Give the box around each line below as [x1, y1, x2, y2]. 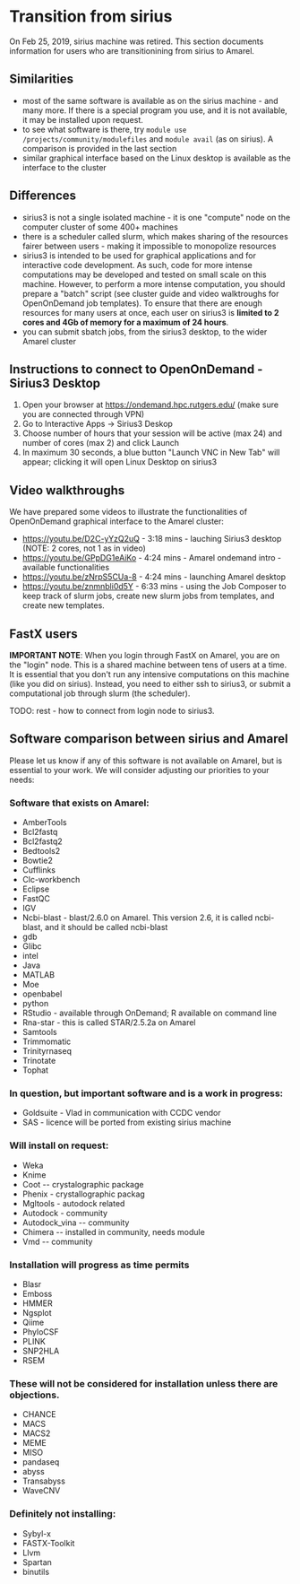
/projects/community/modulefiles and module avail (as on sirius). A [21, 133, 274, 144]
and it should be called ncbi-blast [44, 922, 168, 933]
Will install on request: [9, 1139, 109, 1152]
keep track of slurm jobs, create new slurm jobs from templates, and [21, 590, 275, 602]
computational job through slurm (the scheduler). [9, 688, 191, 699]
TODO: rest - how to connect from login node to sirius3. [9, 706, 215, 716]
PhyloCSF [21, 1327, 60, 1337]
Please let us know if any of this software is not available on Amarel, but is [9, 755, 283, 766]
